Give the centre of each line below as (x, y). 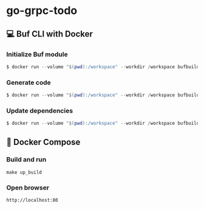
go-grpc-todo (42, 11)
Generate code (29, 82)
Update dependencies (40, 110)
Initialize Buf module (37, 54)
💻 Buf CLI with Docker (49, 34)
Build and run (26, 160)
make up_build (24, 172)
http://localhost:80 (32, 200)
